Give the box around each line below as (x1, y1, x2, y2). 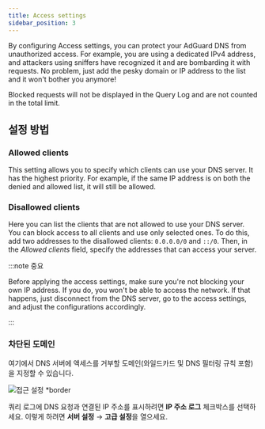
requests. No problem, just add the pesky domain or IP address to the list (8, 66, 247, 75)
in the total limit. (8, 98, 61, 108)
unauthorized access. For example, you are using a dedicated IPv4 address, (8, 49, 256, 59)
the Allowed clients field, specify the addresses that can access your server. (8, 245, 257, 254)
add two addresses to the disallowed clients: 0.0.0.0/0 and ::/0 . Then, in (8, 237, 248, 246)
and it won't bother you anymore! (8, 74, 117, 84)
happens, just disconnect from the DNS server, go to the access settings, (8, 294, 247, 303)
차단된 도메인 (8, 339, 55, 350)
